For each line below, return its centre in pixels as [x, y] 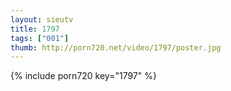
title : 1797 [35, 29]
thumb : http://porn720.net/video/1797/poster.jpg [116, 47]
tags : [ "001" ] [40, 38]
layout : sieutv [42, 19]
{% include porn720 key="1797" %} [83, 76]
